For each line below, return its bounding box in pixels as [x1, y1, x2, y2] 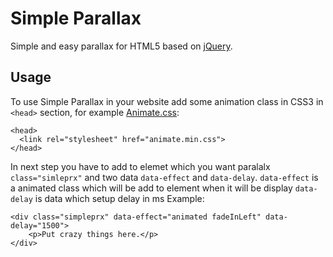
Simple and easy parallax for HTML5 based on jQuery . [10, 40, 233, 52]
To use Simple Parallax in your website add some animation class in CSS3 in [10, 95, 324, 107]
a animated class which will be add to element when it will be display [10, 182, 293, 194]
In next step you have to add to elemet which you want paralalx [10, 160, 271, 172]
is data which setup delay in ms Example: [34, 192, 205, 204]
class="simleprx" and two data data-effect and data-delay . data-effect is [10, 171, 319, 183]
